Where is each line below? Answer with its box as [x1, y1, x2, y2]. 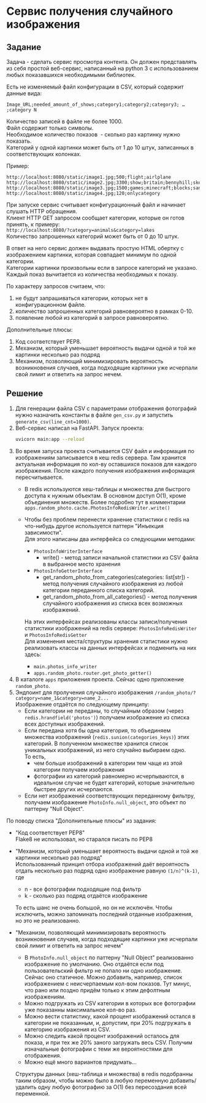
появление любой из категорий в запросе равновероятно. [15, 314, 169, 321]
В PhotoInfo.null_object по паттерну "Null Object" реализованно [24, 954, 194, 961]
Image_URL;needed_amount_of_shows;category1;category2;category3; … [6, 101, 185, 108]
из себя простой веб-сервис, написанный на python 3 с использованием [6, 65, 199, 72]
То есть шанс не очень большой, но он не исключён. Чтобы [15, 904, 173, 911]
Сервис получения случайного [6, 4, 174, 18]
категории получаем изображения [33, 765, 124, 773]
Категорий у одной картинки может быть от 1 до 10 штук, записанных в [6, 144, 194, 151]
